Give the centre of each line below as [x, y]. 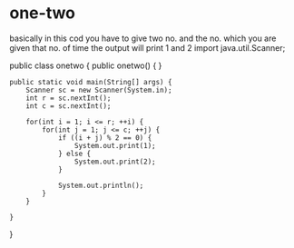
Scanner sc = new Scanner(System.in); [99, 90]
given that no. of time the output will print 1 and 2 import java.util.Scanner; [147, 47]
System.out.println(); [101, 185]
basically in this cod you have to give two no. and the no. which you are [143, 38]
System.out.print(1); [115, 145]
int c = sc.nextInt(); [69, 106]
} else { [74, 154]
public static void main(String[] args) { [91, 82]
